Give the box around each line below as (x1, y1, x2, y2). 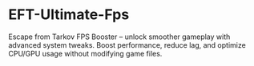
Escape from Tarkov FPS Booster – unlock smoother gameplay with (8, 32, 231, 41)
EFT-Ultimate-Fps (8, 6, 130, 24)
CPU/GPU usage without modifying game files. (8, 49, 163, 58)
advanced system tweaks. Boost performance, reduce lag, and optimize (8, 40, 246, 49)
